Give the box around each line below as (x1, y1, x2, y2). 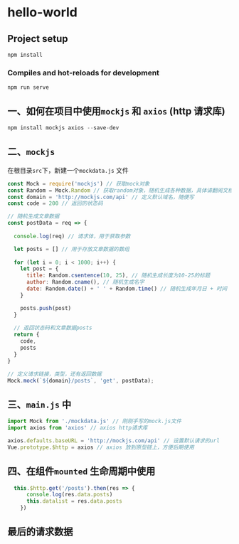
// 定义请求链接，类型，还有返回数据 (7, 370, 102, 378)
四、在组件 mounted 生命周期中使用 (7, 465, 156, 477)
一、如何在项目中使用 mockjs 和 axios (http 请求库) (7, 105, 225, 117)
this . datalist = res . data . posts (26, 498, 122, 505)
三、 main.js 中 (7, 398, 72, 410)
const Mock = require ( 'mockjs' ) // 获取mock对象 (7, 180, 150, 187)
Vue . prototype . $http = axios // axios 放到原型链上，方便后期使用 (7, 444, 194, 451)
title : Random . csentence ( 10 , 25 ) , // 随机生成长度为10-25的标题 (26, 272, 211, 279)
